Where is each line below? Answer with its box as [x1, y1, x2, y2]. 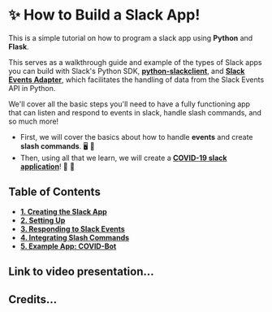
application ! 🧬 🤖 [19, 161, 76, 171]
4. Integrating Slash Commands [19, 232, 130, 242]
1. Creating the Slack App [19, 206, 107, 216]
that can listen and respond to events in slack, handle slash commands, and [8, 107, 262, 117]
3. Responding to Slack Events [19, 223, 126, 233]
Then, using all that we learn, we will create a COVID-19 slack [19, 153, 227, 162]
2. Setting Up [19, 215, 66, 225]
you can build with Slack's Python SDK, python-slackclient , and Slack [8, 66, 245, 76]
